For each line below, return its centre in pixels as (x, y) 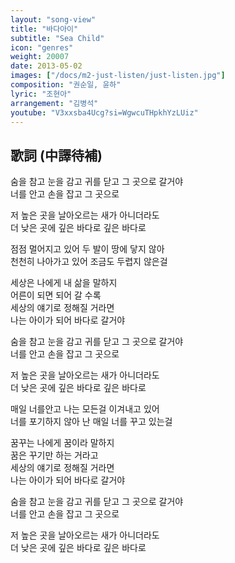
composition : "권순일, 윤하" (66, 85)
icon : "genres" (42, 47)
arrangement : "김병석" (54, 103)
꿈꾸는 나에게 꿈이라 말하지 (62, 443)
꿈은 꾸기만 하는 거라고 (54, 455)
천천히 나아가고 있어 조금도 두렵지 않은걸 (89, 262)
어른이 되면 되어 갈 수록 (56, 295)
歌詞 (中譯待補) (56, 155)
